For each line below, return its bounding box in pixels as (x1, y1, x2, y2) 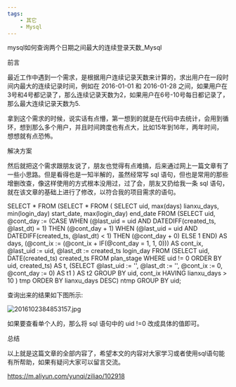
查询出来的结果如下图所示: (7, 291, 84, 299)
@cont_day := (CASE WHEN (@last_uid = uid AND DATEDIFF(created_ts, (7, 217, 216, 225)
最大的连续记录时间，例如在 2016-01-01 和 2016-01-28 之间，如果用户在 (19, 82, 228, 90)
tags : (7, 10, 23, 18)
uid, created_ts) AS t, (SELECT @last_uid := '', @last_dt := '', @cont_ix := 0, (7, 262, 223, 270)
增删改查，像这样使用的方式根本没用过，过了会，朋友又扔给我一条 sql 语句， (7, 179, 229, 188)
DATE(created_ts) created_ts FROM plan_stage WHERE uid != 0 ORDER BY (7, 254, 223, 263)
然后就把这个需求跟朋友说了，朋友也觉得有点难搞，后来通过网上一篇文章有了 (7, 162, 229, 170)
